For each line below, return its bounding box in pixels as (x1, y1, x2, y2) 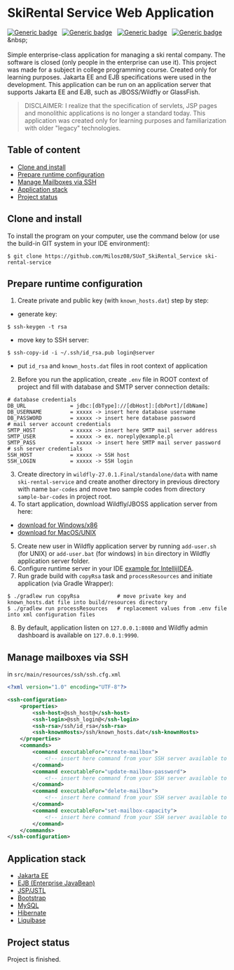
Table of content (7, 144, 81, 156)
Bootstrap (17, 893, 46, 903)
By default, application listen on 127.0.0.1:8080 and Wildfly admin (17, 623, 208, 632)
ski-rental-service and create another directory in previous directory (17, 477, 220, 486)
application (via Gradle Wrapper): (17, 579, 114, 587)
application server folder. (17, 557, 90, 566)
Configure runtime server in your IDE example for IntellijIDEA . (17, 564, 194, 573)
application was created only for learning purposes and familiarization (24, 116, 226, 124)
